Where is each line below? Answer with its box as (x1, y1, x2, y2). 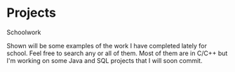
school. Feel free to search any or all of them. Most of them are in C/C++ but (6, 49, 228, 57)
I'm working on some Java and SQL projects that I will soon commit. (6, 56, 203, 64)
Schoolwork (6, 28, 41, 36)
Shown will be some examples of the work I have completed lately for (6, 41, 208, 50)
